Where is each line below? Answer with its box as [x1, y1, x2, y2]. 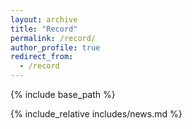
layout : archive [10, 14, 78, 25]
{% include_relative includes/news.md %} [10, 108, 183, 120]
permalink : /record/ [10, 33, 97, 43]
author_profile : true [10, 42, 101, 53]
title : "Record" [10, 24, 78, 34]
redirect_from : [10, 52, 74, 62]
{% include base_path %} [10, 89, 116, 100]
